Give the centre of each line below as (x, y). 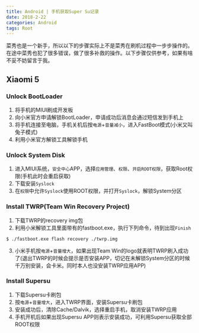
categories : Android (32, 22)
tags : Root (20, 28)
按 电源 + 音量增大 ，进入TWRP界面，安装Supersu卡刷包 (79, 302)
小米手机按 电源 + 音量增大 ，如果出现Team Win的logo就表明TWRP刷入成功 (101, 250)
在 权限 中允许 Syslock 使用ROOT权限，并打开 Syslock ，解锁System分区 (98, 191)
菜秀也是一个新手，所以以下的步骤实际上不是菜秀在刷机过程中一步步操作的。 (99, 46)
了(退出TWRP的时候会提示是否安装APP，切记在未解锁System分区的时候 (102, 258)
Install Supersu (28, 281)
